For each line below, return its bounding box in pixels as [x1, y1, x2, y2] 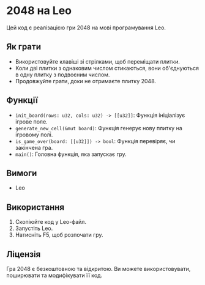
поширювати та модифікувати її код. [6, 272, 103, 279]
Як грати [6, 42, 42, 52]
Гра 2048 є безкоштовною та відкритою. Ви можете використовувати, [6, 265, 191, 272]
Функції [6, 95, 38, 106]
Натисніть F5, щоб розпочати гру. [15, 231, 103, 239]
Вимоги [6, 168, 37, 178]
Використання [6, 202, 65, 212]
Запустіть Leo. [15, 224, 53, 232]
